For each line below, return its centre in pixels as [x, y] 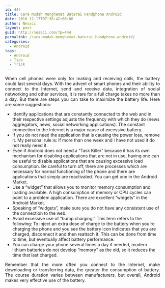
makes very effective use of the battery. [45, 280]
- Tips [16, 60]
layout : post [18, 28]
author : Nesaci [21, 23]
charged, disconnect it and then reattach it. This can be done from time [84, 234]
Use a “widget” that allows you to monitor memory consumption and [81, 187]
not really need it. [30, 145]
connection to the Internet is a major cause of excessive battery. [77, 130]
